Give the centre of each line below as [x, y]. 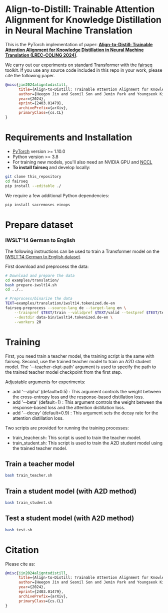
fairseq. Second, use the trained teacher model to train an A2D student [78, 361]
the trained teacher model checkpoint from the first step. [64, 372]
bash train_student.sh [29, 503]
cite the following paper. [30, 75]
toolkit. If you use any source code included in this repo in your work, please [84, 70]
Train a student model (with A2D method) [71, 491]
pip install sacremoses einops [38, 205]
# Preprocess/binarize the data [39, 299]
